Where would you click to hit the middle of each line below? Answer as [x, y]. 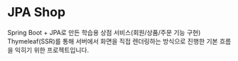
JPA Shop [37, 12]
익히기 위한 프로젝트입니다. [52, 50]
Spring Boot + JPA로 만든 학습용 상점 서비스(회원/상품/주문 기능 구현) [104, 32]
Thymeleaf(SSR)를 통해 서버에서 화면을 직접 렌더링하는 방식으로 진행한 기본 [113, 41]
